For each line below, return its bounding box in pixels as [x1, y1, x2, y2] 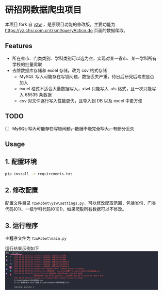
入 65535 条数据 [19, 92, 52, 98]
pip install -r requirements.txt [5, 171, 73, 176]
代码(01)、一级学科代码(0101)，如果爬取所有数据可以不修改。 [5, 206, 127, 212]
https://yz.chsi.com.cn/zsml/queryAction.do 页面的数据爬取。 [5, 27, 128, 33]
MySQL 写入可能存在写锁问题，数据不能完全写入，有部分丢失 [12, 126, 134, 131]
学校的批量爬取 [12, 61, 42, 67]
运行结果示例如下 [5, 246, 39, 251]
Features [5, 42, 33, 50]
